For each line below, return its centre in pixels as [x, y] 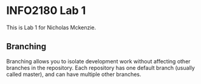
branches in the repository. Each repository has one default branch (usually [101, 68]
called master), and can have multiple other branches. [74, 74]
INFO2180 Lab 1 [46, 11]
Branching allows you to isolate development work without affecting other [98, 61]
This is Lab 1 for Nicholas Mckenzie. [51, 27]
